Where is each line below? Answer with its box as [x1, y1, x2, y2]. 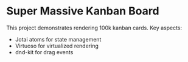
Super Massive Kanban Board [6, 4, 159, 18]
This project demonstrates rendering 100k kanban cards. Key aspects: [6, 24, 183, 31]
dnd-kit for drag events [15, 48, 74, 55]
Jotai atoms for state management [15, 36, 102, 43]
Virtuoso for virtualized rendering [15, 42, 99, 49]
